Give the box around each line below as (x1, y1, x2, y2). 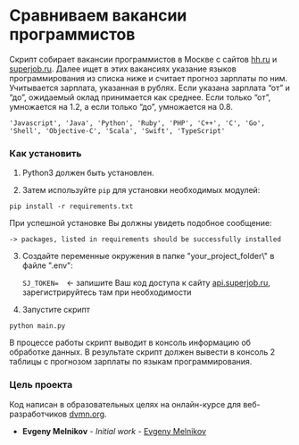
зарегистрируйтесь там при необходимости (21, 287, 192, 298)
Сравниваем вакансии (9, 5, 187, 26)
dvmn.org (69, 408, 105, 419)
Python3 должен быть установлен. (21, 167, 154, 179)
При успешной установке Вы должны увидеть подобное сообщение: (9, 218, 272, 229)
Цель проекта (9, 379, 73, 391)
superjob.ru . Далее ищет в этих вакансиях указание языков (9, 63, 237, 74)
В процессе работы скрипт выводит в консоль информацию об (9, 337, 252, 348)
